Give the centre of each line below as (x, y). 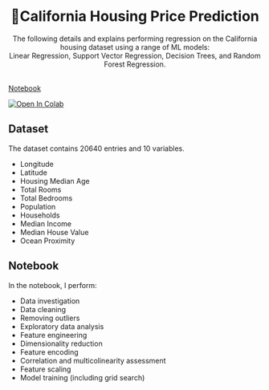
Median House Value (54, 232)
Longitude (37, 164)
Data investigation (50, 301)
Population (38, 206)
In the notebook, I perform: (53, 285)
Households (40, 215)
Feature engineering (53, 335)
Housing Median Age (55, 181)
